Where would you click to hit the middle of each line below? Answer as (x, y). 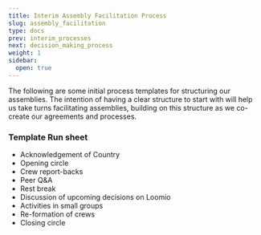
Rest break (38, 188)
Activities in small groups (61, 206)
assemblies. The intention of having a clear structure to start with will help (130, 99)
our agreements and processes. (84, 116)
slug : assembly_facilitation (57, 23)
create (19, 116)
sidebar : (23, 61)
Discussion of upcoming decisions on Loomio (95, 197)
